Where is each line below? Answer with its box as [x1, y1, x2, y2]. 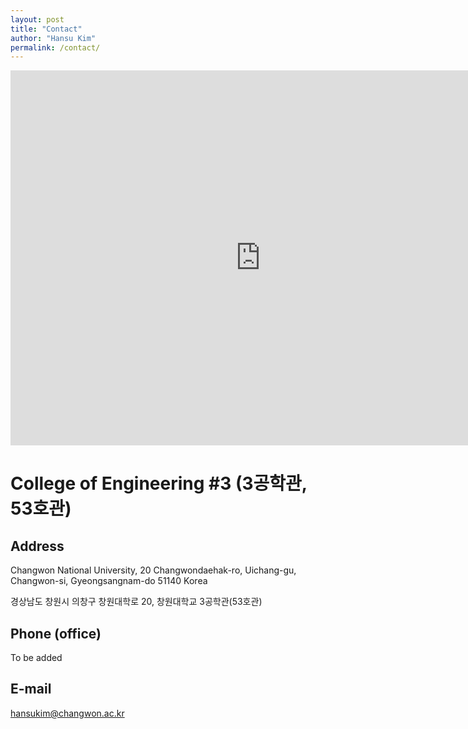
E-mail [10, 681, 52, 698]
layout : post [10, 14, 65, 25]
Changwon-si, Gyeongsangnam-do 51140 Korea [10, 575, 208, 587]
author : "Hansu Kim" [10, 33, 97, 43]
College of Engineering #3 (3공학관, [10, 472, 308, 495]
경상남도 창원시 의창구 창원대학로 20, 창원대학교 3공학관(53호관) [10, 596, 263, 608]
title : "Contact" [10, 24, 83, 34]
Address [10, 537, 65, 555]
